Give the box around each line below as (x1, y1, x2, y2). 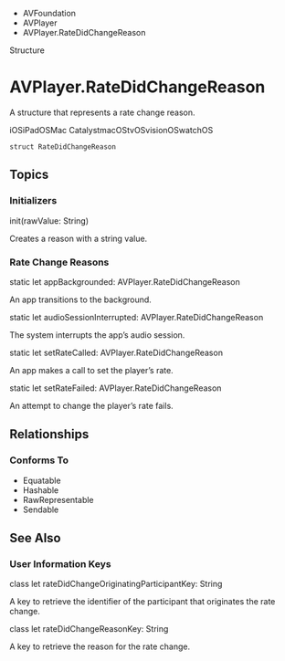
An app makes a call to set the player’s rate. (9, 364, 174, 375)
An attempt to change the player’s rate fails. (9, 400, 174, 411)
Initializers (9, 194, 58, 207)
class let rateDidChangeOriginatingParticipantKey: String (9, 579, 223, 590)
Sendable (22, 504, 59, 515)
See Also (9, 530, 61, 546)
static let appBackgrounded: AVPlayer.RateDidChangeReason (9, 276, 240, 287)
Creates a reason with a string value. (9, 233, 148, 244)
